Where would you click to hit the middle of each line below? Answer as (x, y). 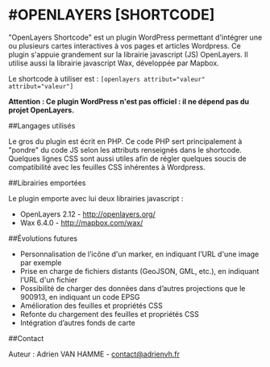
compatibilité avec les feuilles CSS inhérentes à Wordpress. (107, 167)
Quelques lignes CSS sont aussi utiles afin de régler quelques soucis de (128, 158)
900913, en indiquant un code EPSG (80, 297)
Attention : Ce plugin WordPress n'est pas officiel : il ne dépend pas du (129, 101)
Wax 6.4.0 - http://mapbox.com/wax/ (81, 222)
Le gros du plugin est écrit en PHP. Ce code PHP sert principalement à (125, 141)
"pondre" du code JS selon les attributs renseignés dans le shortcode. (125, 150)
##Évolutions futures (43, 238)
